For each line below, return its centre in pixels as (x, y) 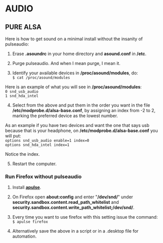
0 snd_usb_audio (22, 92)
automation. (24, 237)
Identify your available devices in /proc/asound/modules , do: (75, 73)
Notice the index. (22, 154)
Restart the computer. (34, 164)
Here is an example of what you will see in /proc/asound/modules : (73, 87)
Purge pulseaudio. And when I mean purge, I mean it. (66, 63)
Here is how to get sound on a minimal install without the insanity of (74, 39)
